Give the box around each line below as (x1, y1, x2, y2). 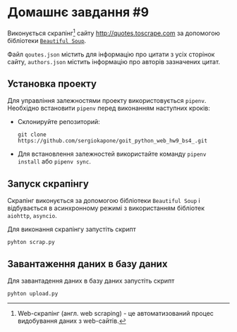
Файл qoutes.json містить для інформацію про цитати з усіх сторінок (7, 50, 215, 59)
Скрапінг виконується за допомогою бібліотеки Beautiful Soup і (7, 197, 200, 205)
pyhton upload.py (7, 290, 59, 297)
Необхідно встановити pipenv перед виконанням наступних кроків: (7, 104, 210, 113)
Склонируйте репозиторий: (17, 118, 100, 126)
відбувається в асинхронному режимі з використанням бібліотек (7, 204, 205, 212)
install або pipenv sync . (17, 157, 92, 166)
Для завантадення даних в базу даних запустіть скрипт (7, 276, 175, 285)
